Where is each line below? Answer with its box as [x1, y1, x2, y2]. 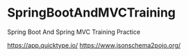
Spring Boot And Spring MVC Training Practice [7, 28, 141, 36]
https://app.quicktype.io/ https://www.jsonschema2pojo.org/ [7, 41, 181, 49]
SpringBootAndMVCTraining [7, 5, 176, 21]
